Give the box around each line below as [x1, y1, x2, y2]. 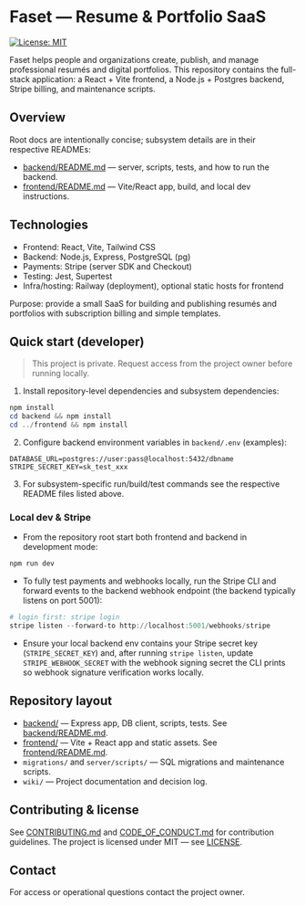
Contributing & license [9, 802, 139, 818]
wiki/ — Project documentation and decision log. [22, 775, 208, 786]
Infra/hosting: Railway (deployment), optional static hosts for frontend [22, 280, 284, 291]
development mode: [22, 542, 98, 553]
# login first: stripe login [9, 613, 120, 622]
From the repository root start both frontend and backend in [22, 532, 248, 543]
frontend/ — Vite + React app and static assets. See [22, 737, 218, 748]
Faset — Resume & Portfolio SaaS [9, 6, 267, 27]
